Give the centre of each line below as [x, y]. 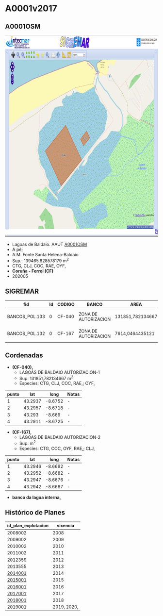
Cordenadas [24, 356]
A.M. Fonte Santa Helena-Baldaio [45, 255]
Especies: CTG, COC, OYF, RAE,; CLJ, [57, 449]
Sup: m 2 [27, 443]
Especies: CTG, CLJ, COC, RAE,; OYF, [57, 383]
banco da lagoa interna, [37, 498]
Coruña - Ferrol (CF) [33, 271]
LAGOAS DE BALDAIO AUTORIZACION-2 [60, 437]
